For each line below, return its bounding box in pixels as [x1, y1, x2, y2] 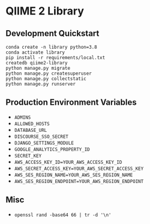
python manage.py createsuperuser [5, 70, 92, 76]
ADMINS [14, 114, 31, 120]
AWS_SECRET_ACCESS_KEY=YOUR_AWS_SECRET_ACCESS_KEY [14, 166, 144, 172]
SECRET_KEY [14, 152, 42, 159]
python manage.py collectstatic [5, 76, 86, 82]
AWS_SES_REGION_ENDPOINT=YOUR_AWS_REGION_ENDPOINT [14, 178, 144, 184]
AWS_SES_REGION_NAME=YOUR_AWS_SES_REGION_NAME [14, 172, 133, 178]
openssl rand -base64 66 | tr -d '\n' [14, 212, 112, 218]
